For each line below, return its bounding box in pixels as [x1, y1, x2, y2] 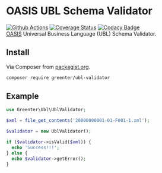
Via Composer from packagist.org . [6, 63, 91, 70]
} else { [6, 150, 28, 156]
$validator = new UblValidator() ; [6, 128, 92, 134]
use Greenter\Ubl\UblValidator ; [6, 107, 86, 113]
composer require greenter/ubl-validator [6, 74, 110, 81]
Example [6, 91, 39, 102]
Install [6, 48, 30, 58]
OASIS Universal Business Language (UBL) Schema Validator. [6, 30, 157, 37]
